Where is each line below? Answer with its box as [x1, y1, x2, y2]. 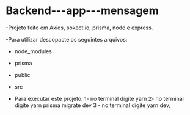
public [14, 71, 31, 78]
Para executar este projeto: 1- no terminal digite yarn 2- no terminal [14, 95, 184, 102]
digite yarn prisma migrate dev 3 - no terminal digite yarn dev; [14, 102, 171, 109]
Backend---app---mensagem [5, 4, 159, 18]
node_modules [14, 47, 53, 55]
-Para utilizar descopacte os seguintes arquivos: [5, 35, 128, 43]
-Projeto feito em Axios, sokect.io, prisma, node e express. [5, 24, 153, 31]
